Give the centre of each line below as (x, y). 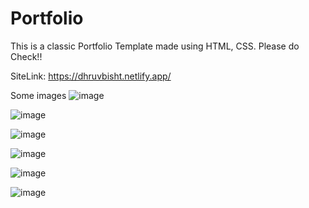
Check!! (26, 56)
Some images (38, 95)
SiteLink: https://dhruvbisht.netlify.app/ (91, 76)
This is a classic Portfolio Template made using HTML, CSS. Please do (155, 46)
